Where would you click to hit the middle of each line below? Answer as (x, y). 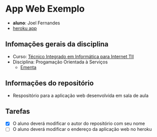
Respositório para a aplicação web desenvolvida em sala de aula (81, 95)
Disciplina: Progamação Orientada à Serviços (60, 62)
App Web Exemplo (45, 9)
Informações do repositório (50, 83)
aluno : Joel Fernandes (36, 23)
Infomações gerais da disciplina (57, 44)
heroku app (25, 28)
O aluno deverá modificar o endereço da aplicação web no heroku (82, 129)
